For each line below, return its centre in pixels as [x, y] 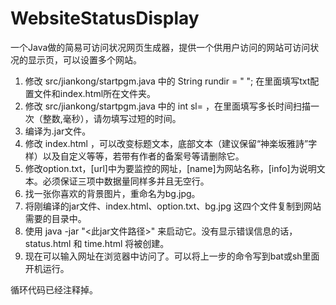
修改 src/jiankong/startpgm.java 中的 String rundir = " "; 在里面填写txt [167, 81]
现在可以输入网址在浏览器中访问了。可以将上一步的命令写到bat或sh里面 [172, 256]
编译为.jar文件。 [58, 131]
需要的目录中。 [55, 218]
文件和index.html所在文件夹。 [95, 93]
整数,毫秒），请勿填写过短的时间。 [112, 118]
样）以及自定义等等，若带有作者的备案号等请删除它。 [134, 156]
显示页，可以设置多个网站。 [84, 59]
